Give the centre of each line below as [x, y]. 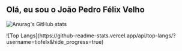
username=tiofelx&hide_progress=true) [55, 42]
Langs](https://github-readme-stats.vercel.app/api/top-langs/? [98, 36]
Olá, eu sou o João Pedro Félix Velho [76, 10]
